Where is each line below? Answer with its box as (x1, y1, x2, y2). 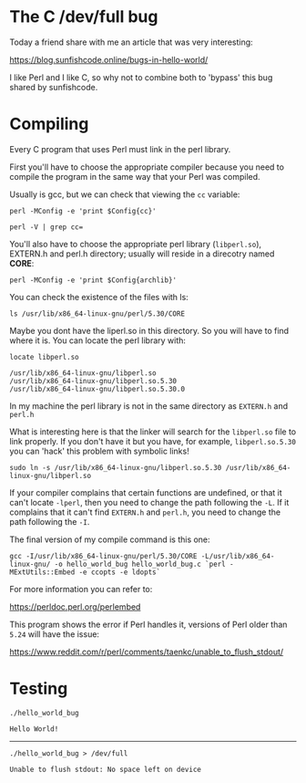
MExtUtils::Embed (9, 568, 76, 577)
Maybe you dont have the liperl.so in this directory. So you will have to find (9, 325, 290, 336)
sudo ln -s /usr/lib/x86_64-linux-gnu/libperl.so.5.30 (9, 463, 222, 472)
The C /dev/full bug (9, 6, 158, 27)
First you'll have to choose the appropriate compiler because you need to (9, 162, 285, 172)
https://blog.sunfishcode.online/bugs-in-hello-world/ (9, 54, 209, 65)
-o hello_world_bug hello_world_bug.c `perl (54, 559, 226, 569)
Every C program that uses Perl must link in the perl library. (9, 143, 231, 154)
